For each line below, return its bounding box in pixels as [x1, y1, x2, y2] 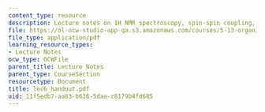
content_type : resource [8, 11, 87, 20]
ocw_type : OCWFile [8, 56, 69, 64]
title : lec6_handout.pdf [8, 84, 90, 93]
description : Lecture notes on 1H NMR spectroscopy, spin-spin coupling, [8, 19, 256, 27]
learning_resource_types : [8, 41, 93, 49]
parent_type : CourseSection [8, 70, 101, 78]
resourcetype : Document [8, 77, 87, 85]
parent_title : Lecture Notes [8, 63, 104, 71]
